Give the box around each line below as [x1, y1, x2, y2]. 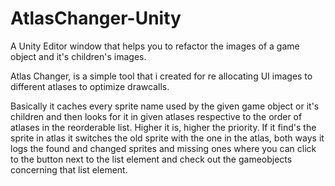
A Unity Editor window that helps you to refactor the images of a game [10, 40, 300, 52]
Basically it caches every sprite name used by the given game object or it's [10, 100, 320, 112]
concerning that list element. [10, 163, 128, 176]
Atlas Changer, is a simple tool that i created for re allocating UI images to [10, 70, 313, 82]
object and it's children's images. [10, 50, 147, 62]
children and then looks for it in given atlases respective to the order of [10, 110, 303, 122]
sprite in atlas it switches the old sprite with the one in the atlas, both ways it [10, 132, 325, 144]
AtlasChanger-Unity [10, 7, 182, 30]
